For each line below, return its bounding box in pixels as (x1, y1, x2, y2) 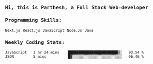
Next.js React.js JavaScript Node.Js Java (5, 28, 93, 33)
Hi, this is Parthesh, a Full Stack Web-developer (5, 4, 149, 11)
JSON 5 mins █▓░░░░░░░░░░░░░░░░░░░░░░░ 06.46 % (5, 54, 144, 59)
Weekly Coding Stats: (5, 39, 65, 46)
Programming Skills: (5, 17, 62, 23)
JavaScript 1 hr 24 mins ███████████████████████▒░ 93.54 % (5, 50, 144, 55)
